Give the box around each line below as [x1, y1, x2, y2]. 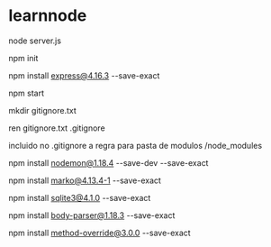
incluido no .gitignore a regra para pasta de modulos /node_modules [8, 140, 263, 151]
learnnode [8, 5, 87, 26]
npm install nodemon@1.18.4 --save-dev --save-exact [8, 157, 209, 168]
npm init [8, 52, 39, 63]
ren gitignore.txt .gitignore [8, 123, 105, 133]
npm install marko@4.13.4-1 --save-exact [8, 175, 161, 186]
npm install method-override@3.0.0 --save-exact [8, 227, 191, 238]
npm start [8, 87, 45, 98]
